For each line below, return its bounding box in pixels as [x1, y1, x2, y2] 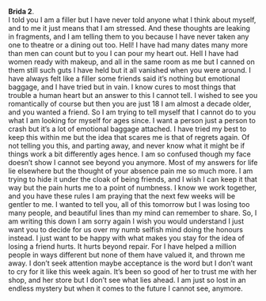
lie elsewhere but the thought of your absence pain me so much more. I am [8, 166, 253, 175]
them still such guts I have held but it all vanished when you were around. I [8, 66, 251, 74]
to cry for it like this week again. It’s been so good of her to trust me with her [8, 267, 257, 276]
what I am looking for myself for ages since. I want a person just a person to [8, 116, 256, 125]
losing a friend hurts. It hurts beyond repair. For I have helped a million [8, 242, 237, 251]
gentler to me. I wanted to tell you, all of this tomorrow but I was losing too [8, 200, 250, 209]
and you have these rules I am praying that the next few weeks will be [8, 191, 236, 201]
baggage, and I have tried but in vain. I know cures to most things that [8, 82, 236, 92]
